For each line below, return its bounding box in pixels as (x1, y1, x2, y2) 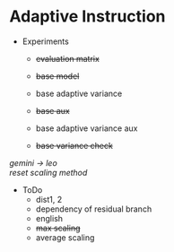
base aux (35, 105, 70, 116)
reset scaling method (9, 167, 88, 178)
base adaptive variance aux (35, 123, 138, 134)
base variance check (35, 140, 114, 151)
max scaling (35, 222, 81, 233)
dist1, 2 (35, 194, 63, 204)
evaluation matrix (35, 53, 100, 64)
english (35, 213, 64, 223)
